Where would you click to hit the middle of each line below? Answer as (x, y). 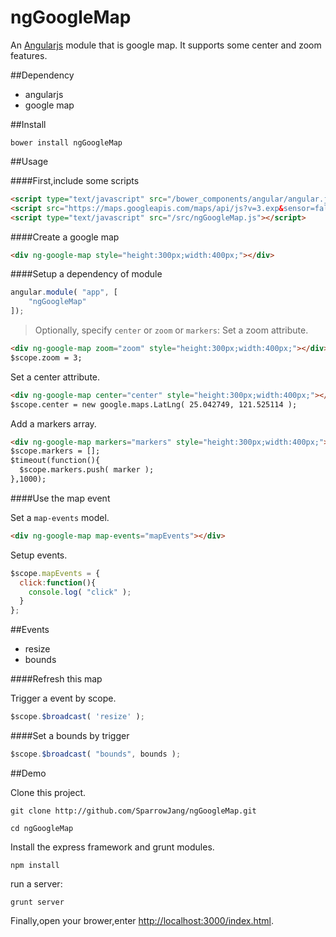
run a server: (36, 883)
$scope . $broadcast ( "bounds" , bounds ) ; (96, 754)
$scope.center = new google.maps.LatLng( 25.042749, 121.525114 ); (154, 404)
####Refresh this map (56, 679)
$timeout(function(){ (55, 461)
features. (29, 55)
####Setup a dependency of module (86, 274)
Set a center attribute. (55, 377)
